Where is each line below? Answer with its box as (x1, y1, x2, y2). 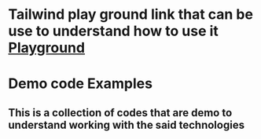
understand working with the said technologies (8, 118, 245, 131)
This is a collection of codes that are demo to (8, 106, 233, 119)
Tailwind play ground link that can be (8, 5, 254, 24)
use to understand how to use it (8, 22, 219, 40)
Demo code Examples (8, 75, 153, 93)
